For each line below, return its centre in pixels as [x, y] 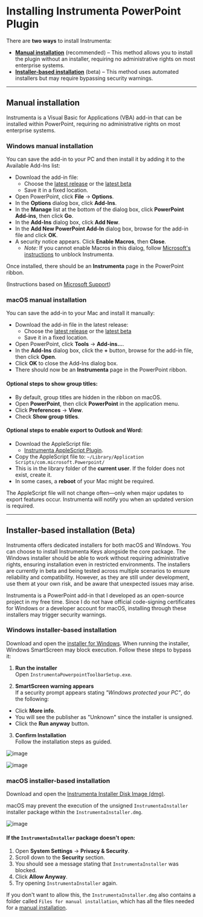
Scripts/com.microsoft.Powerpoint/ [60, 462]
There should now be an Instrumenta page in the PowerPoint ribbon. [101, 370]
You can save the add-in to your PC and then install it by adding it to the [96, 159]
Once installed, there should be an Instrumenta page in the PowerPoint [95, 266]
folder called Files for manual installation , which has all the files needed [100, 901]
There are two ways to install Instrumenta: [59, 41]
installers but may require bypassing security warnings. [84, 78]
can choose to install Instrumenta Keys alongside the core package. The [96, 551]
